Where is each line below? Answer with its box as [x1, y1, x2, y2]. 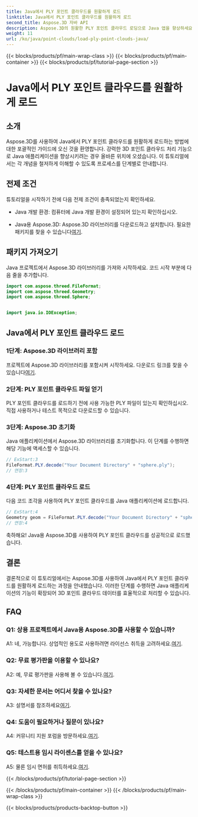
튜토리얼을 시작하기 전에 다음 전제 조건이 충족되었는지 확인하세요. [6, 195, 156, 202]
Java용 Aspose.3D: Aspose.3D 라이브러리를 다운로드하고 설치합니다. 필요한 [14, 221, 192, 228]
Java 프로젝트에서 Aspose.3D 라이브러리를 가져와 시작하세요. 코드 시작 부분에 [6, 264, 186, 271]
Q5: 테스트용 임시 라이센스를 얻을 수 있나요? [6, 749, 123, 757]
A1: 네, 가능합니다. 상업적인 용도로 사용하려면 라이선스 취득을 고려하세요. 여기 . [6, 640, 183, 647]
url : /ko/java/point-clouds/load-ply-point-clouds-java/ [6, 36, 149, 42]
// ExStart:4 [6, 509, 38, 515]
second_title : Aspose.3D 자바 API [6, 19, 88, 25]
